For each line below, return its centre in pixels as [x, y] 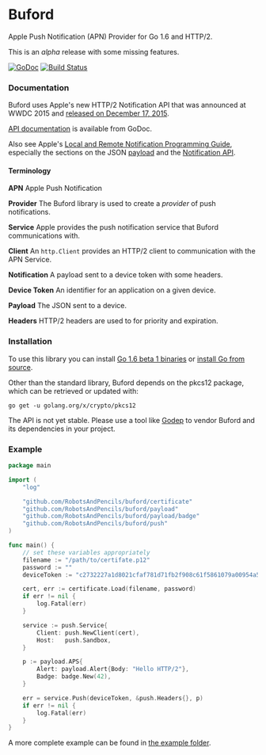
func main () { [32, 545]
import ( [23, 480]
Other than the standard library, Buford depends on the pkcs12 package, [126, 383]
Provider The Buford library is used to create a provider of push [112, 204]
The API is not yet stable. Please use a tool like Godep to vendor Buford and [132, 420]
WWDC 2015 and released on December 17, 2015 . [89, 113]
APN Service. [30, 260]
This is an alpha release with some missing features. [94, 51]
